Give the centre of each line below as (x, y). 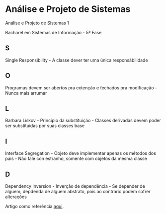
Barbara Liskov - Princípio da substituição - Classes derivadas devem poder (83, 121)
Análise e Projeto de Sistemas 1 (37, 23)
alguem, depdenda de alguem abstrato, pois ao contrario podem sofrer (78, 191)
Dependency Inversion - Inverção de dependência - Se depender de (75, 186)
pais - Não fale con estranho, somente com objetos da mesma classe (76, 159)
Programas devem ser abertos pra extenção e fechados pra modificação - (81, 87)
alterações (16, 197)
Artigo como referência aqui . (34, 206)
